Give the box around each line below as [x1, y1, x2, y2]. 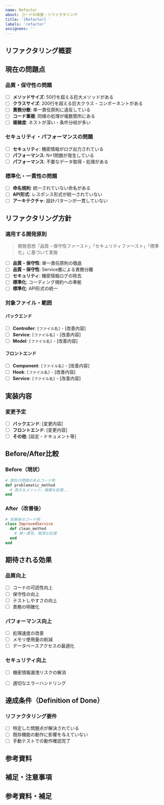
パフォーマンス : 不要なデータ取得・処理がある [12, 158, 109, 165]
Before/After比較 [5, 450, 59, 458]
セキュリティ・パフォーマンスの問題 [5, 133, 93, 140]
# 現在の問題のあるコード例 [5, 478, 56, 483]
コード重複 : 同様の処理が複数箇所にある [12, 113, 95, 119]
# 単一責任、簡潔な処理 [14, 531, 57, 536]
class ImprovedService [5, 522, 53, 527]
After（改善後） [5, 505, 44, 512]
